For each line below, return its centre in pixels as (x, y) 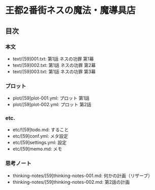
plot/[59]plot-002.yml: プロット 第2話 (52, 105)
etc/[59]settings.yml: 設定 (40, 142)
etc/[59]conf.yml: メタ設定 (40, 136)
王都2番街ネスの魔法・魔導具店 (70, 10)
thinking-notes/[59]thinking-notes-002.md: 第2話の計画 (71, 182)
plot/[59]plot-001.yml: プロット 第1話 (51, 98)
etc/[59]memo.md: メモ (37, 149)
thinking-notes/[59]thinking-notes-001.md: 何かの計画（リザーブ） (82, 175)
